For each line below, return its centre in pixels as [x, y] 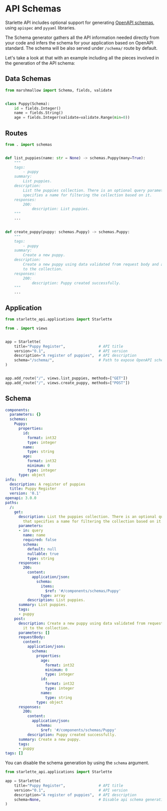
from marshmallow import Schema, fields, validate [59, 90]
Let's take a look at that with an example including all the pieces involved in [82, 57]
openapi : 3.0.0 [21, 498]
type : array [53, 595]
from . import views [27, 328]
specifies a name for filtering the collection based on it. [88, 195]
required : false [40, 540]
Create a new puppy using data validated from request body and [91, 265]
